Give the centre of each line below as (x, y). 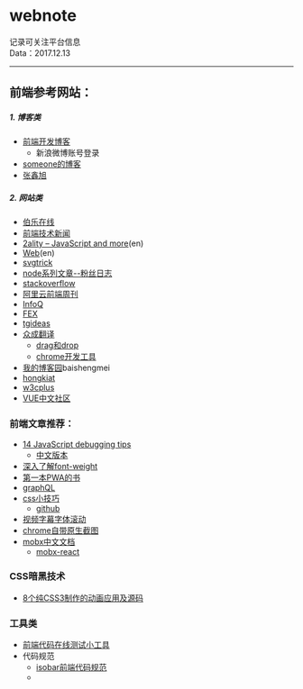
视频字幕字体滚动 (54, 519)
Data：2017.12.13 (40, 53)
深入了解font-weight (60, 466)
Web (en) (39, 253)
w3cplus (38, 387)
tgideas (37, 323)
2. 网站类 (26, 197)
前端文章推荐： (42, 424)
